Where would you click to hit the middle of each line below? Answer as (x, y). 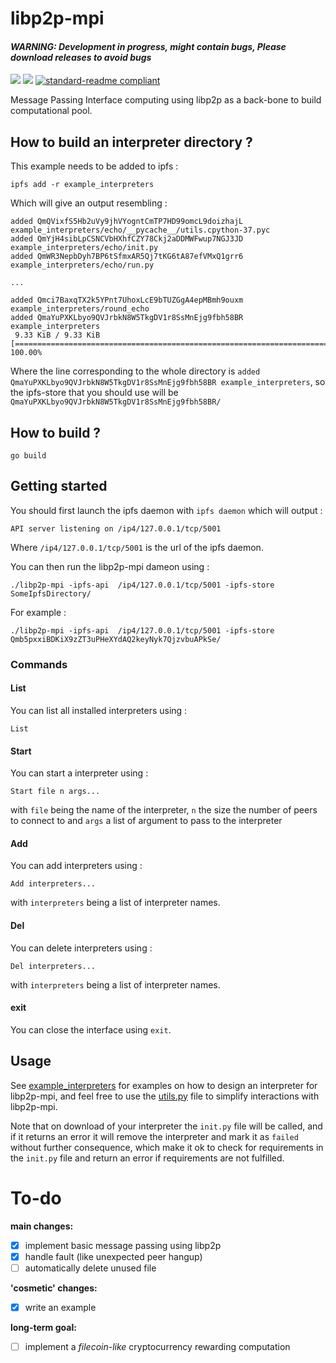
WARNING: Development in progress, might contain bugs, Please (148, 46)
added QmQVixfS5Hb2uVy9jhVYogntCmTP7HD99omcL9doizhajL (127, 222)
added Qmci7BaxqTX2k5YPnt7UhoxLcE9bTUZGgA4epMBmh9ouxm (127, 300)
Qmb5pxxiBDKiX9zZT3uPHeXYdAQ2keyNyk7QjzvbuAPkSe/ (116, 639)
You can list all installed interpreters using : (99, 710)
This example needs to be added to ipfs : (94, 166)
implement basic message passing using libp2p (123, 1245)
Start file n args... (55, 792)
